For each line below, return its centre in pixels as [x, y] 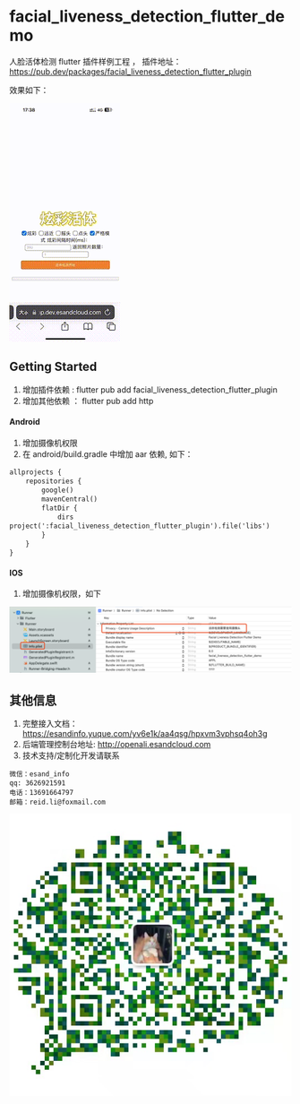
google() [58, 490]
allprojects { [36, 472]
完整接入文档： [50, 724]
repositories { [54, 481]
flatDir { [60, 508]
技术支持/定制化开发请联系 [71, 755]
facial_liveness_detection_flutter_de [147, 17]
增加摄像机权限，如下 [61, 594]
